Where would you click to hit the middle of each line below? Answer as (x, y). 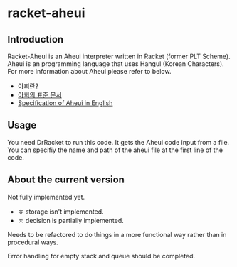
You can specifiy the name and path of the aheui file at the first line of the (115, 150)
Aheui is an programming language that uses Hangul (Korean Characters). (116, 64)
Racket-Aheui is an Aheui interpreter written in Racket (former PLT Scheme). (119, 56)
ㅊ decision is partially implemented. (71, 220)
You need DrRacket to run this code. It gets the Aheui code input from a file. (118, 142)
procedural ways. (33, 242)
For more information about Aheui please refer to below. (89, 71)
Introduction (36, 39)
